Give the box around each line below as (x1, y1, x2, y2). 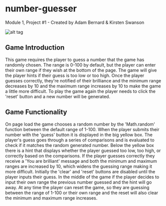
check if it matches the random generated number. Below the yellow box (5, 142, 155, 148)
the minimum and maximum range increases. (5, 195, 98, 201)
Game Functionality (5, 108, 67, 117)
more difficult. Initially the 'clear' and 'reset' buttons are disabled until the (5, 168, 156, 174)
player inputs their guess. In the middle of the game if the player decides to (5, 174, 160, 180)
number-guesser (5, 3, 77, 14)
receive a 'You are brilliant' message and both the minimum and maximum (5, 158, 157, 164)
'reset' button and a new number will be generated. (5, 93, 111, 99)
